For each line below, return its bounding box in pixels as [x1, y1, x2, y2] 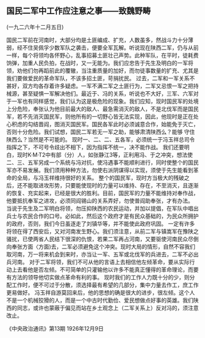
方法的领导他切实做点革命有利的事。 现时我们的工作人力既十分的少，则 [11, 273, 190, 280]
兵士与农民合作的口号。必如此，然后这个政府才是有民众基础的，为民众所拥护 [6, 212, 199, 219]
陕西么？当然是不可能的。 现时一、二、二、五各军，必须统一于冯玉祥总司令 [6, 135, 195, 143]
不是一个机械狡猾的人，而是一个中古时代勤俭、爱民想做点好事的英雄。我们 [6, 296, 193, 304]
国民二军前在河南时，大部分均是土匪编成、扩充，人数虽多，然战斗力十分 [6, 36, 188, 43]
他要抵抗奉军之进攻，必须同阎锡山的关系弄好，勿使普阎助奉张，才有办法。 [6, 197, 193, 204]
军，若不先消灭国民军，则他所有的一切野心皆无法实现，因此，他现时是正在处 [6, 113, 199, 120]
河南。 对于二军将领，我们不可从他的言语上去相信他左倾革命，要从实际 [11, 258, 190, 265]
